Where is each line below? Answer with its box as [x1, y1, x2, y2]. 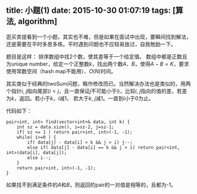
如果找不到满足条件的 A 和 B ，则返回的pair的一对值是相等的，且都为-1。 [6, 181, 176, 188]
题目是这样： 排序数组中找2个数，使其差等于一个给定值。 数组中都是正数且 [6, 53, 188, 60]
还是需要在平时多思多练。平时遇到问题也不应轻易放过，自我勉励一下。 [6, 40, 176, 47]
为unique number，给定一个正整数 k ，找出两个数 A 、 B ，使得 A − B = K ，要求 [6, 60, 189, 67]
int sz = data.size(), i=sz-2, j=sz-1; [16, 124, 115, 130]
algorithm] [18, 16, 58, 26]
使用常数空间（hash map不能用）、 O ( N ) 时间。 [6, 67, 116, 74]
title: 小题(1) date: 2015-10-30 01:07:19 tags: [6, 5, 171, 16]
